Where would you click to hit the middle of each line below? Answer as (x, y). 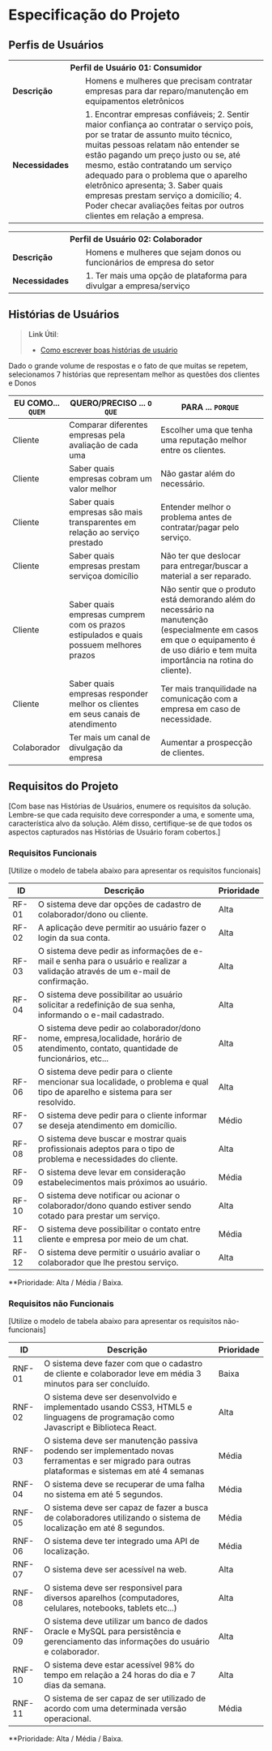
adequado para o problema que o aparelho (166, 175)
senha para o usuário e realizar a (125, 961)
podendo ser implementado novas (109, 1451)
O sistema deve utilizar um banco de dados (126, 1621)
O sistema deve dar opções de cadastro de (119, 904)
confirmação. (63, 981)
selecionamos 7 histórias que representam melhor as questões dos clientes (134, 374)
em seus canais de (104, 714)
